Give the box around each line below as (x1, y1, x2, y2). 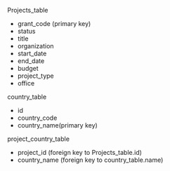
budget (17, 64, 39, 72)
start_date (17, 49, 47, 57)
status (17, 27, 36, 35)
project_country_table (7, 135, 70, 143)
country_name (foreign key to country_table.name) (17, 156, 164, 164)
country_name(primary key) (17, 121, 98, 129)
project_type (17, 71, 54, 80)
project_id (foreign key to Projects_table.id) (17, 149, 143, 156)
